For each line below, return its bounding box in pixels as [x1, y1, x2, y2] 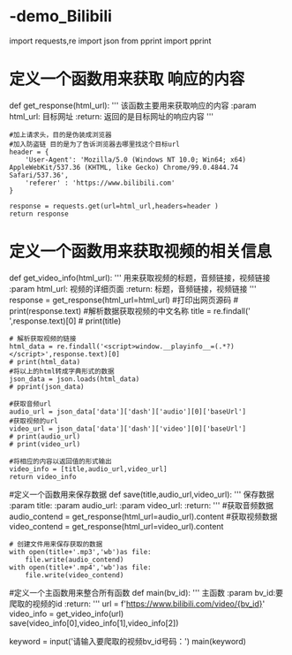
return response [9, 209, 69, 218]
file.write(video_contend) [25, 570, 124, 580]
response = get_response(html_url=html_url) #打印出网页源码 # [9, 294, 239, 305]
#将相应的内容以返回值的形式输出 [9, 457, 112, 466]
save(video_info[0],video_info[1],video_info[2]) [9, 617, 179, 628]
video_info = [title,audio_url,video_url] [9, 464, 168, 474]
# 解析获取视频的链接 [9, 334, 77, 343]
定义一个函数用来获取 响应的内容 [9, 69, 245, 89]
